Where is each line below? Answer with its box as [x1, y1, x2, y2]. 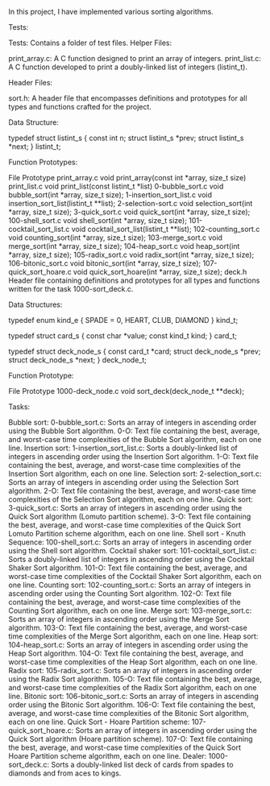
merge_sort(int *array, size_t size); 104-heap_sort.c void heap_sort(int [8, 242, 240, 250]
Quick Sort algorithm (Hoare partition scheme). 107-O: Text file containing [8, 734, 253, 743]
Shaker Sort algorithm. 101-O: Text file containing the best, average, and [8, 563, 247, 573]
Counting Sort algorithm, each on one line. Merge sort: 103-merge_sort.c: [8, 606, 252, 615]
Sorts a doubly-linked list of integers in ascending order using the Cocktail [8, 555, 255, 564]
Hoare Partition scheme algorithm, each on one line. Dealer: [8, 751, 207, 760]
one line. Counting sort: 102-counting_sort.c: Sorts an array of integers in [8, 580, 251, 589]
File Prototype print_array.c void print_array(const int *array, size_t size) [8, 173, 247, 182]
